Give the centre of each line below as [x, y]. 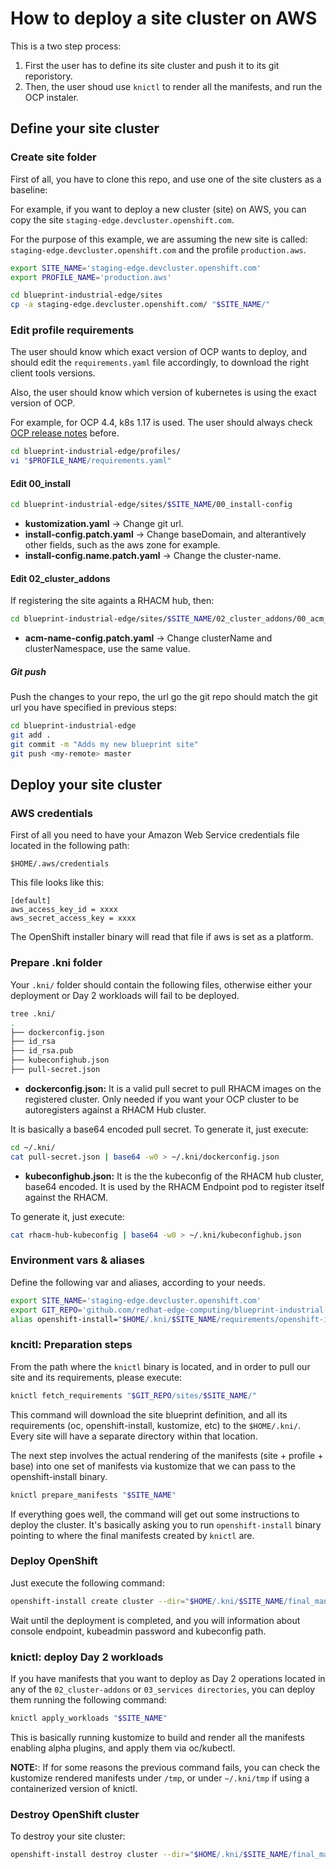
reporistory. [48, 76]
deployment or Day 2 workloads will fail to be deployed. [125, 995]
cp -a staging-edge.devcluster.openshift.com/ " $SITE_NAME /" [140, 305]
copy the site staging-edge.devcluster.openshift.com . [122, 219]
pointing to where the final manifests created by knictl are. [132, 1535]
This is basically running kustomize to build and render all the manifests [157, 1737]
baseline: [29, 189]
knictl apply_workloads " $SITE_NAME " [89, 1718]
